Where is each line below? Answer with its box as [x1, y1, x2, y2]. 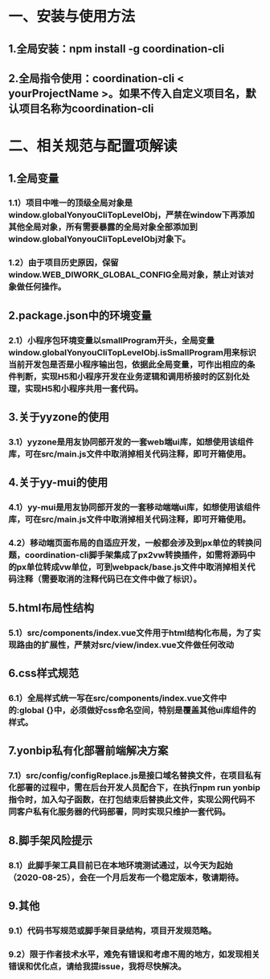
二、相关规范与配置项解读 [8, 137, 178, 155]
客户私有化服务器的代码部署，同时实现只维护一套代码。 [16, 806, 231, 817]
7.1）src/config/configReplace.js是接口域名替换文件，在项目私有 [8, 770, 262, 781]
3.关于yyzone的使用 [8, 411, 110, 424]
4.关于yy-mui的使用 [8, 476, 108, 489]
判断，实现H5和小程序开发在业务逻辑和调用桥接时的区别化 [16, 371, 243, 382]
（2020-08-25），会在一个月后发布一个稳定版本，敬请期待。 [8, 871, 243, 883]
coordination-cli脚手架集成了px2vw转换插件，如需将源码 [24, 550, 247, 561]
